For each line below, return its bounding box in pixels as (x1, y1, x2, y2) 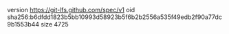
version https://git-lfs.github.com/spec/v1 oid (7, 6, 135, 14)
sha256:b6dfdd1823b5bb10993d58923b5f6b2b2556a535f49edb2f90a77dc (7, 13, 222, 21)
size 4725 (41, 20, 69, 28)
